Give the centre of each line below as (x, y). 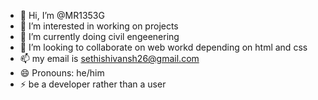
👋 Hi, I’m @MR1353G (62, 15)
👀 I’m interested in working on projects (99, 26)
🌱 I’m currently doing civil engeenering (99, 36)
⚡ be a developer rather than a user (93, 84)
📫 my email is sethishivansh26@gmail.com (109, 58)
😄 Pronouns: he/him (62, 73)
